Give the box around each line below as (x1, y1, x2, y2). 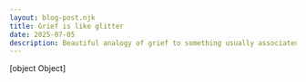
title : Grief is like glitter (9, 22, 125, 31)
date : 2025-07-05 (9, 30, 76, 39)
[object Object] (9, 63, 66, 74)
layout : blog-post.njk (9, 13, 96, 23)
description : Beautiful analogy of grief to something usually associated (9, 38, 300, 48)
